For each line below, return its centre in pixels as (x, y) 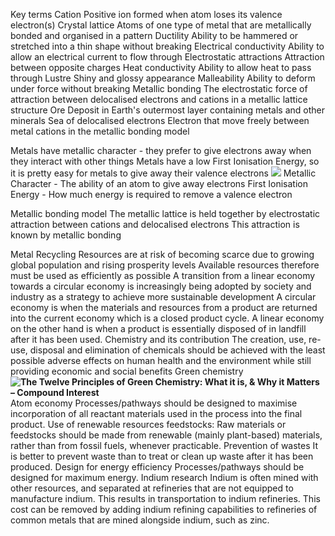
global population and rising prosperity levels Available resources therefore (165, 265)
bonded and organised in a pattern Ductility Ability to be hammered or (154, 35)
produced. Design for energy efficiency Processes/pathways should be (157, 467)
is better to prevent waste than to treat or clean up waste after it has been (162, 456)
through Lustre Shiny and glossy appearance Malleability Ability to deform (163, 78)
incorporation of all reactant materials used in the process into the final (156, 413)
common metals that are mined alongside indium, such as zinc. (140, 520)
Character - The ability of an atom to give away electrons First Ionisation (159, 183)
